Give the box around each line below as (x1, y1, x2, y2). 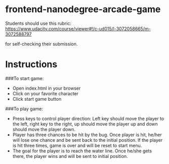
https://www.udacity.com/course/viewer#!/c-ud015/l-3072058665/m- (5, 25, 151, 31)
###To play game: (5, 105, 43, 112)
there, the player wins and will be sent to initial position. (12, 153, 128, 159)
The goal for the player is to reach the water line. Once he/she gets (12, 148, 152, 154)
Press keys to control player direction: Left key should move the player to (12, 115, 164, 121)
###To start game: (5, 75, 44, 81)
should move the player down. (12, 126, 76, 132)
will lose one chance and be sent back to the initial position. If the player (12, 137, 163, 143)
